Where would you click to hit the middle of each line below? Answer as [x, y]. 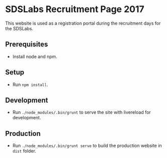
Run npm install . [30, 85]
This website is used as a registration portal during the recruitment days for [83, 23]
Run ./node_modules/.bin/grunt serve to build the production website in [87, 146]
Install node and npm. [35, 56]
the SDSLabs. [19, 28]
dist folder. [24, 151]
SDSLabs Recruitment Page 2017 [75, 9]
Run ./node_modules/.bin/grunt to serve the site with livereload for [82, 112]
